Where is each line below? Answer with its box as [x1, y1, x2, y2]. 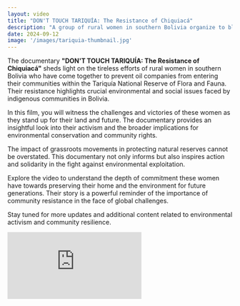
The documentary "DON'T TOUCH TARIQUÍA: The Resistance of [7, 56, 200, 65]
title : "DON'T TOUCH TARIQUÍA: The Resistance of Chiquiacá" [7, 17, 194, 24]
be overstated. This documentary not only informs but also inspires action [7, 153, 225, 161]
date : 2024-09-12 [7, 30, 59, 38]
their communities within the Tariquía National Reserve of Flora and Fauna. [7, 79, 227, 88]
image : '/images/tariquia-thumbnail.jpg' [7, 37, 133, 44]
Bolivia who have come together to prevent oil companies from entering [7, 72, 219, 81]
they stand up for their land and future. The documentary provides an [7, 116, 212, 125]
